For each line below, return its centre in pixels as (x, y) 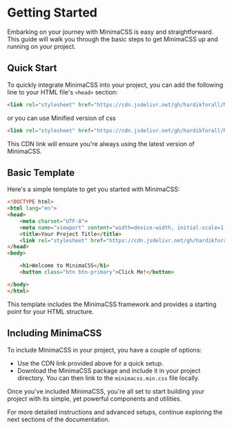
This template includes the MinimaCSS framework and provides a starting (112, 304)
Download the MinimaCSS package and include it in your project (109, 370)
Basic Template (41, 173)
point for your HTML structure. (51, 311)
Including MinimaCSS (55, 333)
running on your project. (41, 46)
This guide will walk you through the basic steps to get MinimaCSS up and (113, 39)
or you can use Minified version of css (61, 118)
